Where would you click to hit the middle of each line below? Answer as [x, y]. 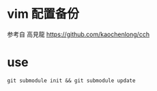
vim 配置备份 [43, 14]
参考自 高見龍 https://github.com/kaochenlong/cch [78, 34]
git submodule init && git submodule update [71, 80]
